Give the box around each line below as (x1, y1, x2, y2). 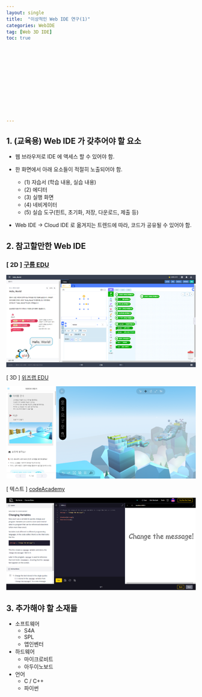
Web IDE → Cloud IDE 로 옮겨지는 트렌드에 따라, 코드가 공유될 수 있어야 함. (14, 222, 192, 229)
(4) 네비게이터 (23, 201, 58, 208)
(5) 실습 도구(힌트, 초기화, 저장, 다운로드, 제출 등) (23, 208, 139, 216)
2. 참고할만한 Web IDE (6, 241, 86, 251)
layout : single (6, 10, 44, 16)
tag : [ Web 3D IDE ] (6, 29, 52, 35)
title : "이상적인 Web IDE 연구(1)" (6, 16, 91, 22)
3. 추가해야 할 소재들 (6, 603, 78, 614)
